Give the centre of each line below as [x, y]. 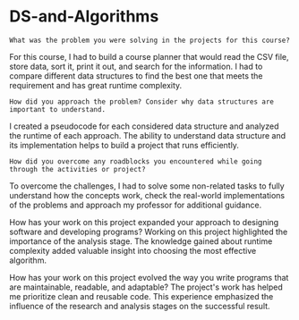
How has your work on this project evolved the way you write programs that [149, 277]
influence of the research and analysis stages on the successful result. [140, 306]
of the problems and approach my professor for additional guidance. [136, 205]
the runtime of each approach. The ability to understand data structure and [148, 135]
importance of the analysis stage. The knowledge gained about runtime [141, 241]
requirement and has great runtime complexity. [96, 85]
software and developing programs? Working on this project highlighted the [149, 232]
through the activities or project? [77, 169]
